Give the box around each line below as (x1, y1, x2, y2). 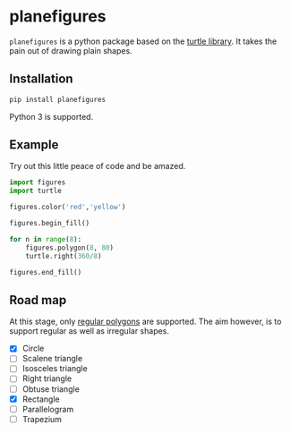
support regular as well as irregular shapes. (9, 326, 170, 336)
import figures (9, 178, 66, 187)
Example (9, 137, 59, 153)
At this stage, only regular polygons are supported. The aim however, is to (9, 316, 282, 327)
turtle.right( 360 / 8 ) (25, 251, 102, 260)
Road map (9, 293, 67, 308)
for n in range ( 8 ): (9, 234, 82, 243)
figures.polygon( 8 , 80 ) (25, 243, 115, 252)
